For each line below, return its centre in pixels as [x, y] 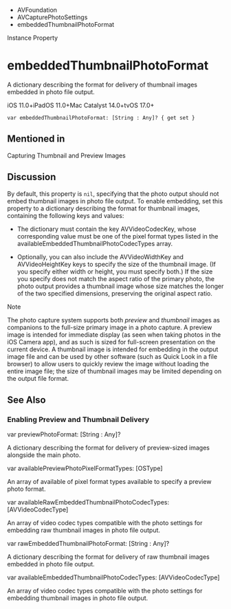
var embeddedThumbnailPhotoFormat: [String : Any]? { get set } [101, 118]
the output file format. [38, 378]
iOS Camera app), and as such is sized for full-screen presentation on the [111, 342]
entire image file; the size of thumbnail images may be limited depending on [114, 371]
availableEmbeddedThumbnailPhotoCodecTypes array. [95, 243]
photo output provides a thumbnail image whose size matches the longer [120, 286]
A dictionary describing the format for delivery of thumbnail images [102, 85]
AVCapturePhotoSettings [52, 17]
